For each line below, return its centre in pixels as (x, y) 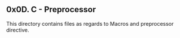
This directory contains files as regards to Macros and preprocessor (90, 23)
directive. (18, 30)
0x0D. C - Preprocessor (51, 10)
